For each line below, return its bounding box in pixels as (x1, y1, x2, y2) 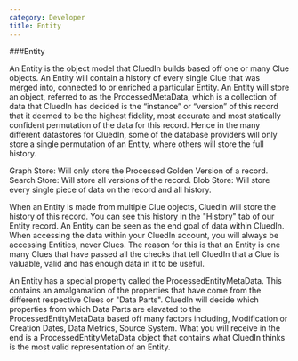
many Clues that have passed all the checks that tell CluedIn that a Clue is (9, 248, 280, 259)
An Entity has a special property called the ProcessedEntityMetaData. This (9, 275, 282, 285)
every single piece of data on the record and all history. (9, 184, 212, 195)
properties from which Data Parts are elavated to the (9, 303, 202, 314)
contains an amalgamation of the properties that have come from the (9, 285, 262, 295)
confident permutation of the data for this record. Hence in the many (9, 119, 261, 130)
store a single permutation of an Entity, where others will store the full (9, 139, 264, 149)
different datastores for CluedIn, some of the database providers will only (9, 129, 278, 140)
